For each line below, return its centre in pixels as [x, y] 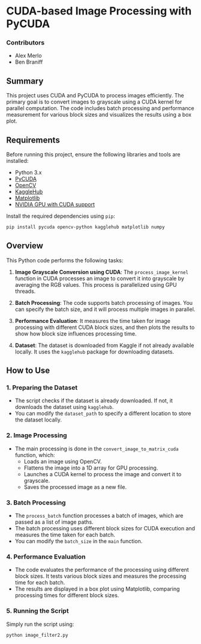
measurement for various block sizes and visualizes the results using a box [99, 115]
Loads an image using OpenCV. [63, 461]
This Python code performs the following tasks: [65, 260]
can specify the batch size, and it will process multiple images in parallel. [105, 309]
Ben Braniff [29, 62]
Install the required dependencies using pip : [61, 216]
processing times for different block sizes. [67, 595]
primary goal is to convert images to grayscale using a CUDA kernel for [94, 102]
